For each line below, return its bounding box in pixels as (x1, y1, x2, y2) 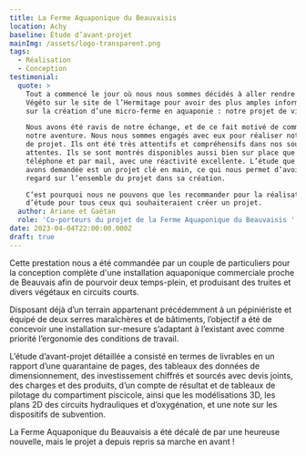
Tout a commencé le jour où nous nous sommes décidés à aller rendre (25, 89, 296, 98)
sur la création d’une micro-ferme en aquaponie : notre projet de (25, 106, 287, 116)
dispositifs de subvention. (9, 409, 107, 420)
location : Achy (9, 22, 67, 31)
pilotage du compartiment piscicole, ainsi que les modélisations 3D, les (9, 389, 276, 400)
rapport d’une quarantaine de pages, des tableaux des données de (9, 360, 260, 371)
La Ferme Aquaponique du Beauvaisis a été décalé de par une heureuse (9, 426, 280, 437)
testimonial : (9, 73, 59, 82)
